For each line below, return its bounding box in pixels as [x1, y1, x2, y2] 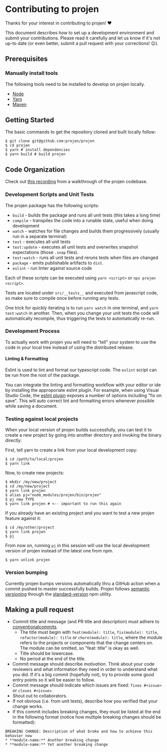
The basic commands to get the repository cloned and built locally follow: [5, 129, 156, 135]
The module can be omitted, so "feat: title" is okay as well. [19, 645, 140, 651]
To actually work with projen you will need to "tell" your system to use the [5, 339, 157, 345]
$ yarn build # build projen [5, 152, 66, 157]
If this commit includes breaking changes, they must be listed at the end [12, 709, 161, 715]
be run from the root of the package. [5, 372, 80, 378]
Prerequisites [5, 55, 48, 63]
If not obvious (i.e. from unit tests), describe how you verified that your [12, 698, 158, 704]
